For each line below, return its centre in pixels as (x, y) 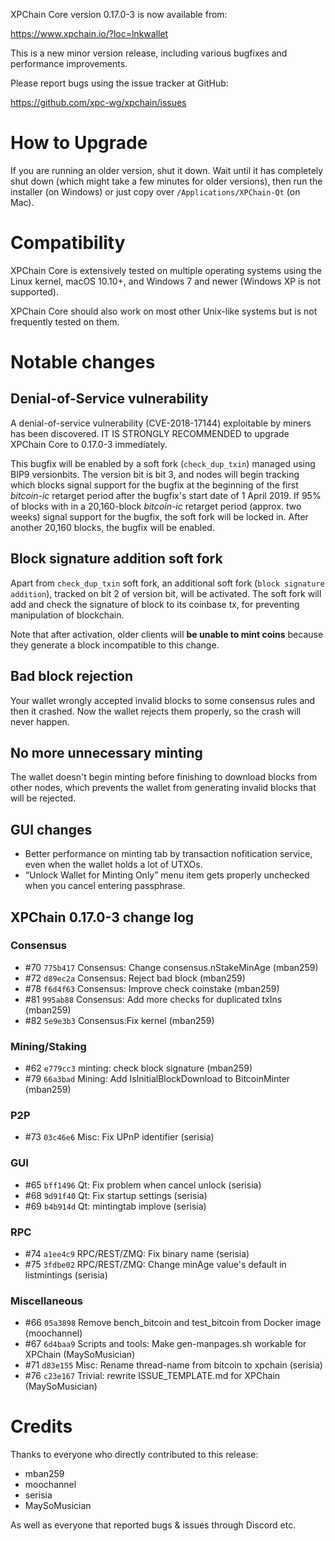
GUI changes (51, 829)
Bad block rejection (72, 676)
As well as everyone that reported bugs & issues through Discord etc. (153, 1525)
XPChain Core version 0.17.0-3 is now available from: (119, 14)
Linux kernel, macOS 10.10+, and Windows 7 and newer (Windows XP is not (166, 281)
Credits (41, 1426)
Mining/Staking (48, 1046)
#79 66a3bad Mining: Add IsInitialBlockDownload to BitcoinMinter (157, 1079)
